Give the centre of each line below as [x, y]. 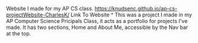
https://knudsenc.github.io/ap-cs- [136, 9]
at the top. [19, 34]
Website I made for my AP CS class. [50, 9]
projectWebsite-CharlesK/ [38, 15]
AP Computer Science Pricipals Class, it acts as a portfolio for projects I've [97, 21]
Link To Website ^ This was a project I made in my [131, 15]
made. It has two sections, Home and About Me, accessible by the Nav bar [97, 27]
